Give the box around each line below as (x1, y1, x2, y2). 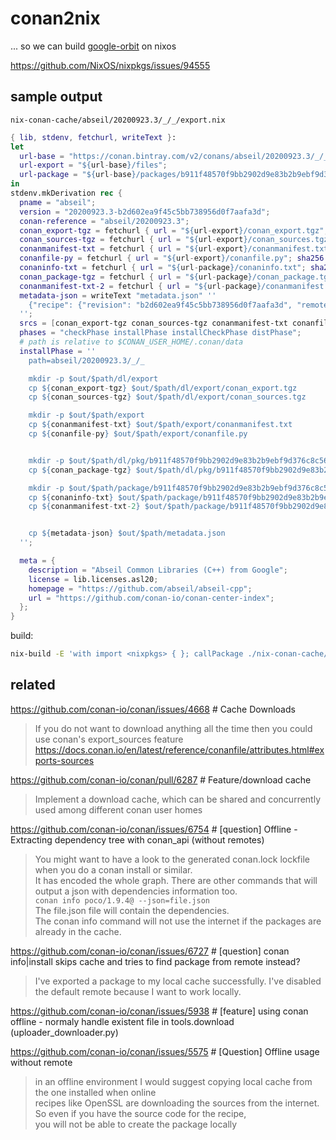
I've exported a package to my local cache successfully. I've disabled (34, 975, 322, 987)
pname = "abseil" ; (19, 197, 97, 207)
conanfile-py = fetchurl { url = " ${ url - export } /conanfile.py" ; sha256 (19, 253, 325, 264)
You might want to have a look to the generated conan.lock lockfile (34, 853, 310, 865)
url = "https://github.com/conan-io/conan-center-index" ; (28, 593, 275, 603)
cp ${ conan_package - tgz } (28, 465, 132, 475)
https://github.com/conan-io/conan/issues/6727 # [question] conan (10, 945, 290, 957)
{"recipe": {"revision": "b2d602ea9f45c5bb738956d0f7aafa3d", (28, 300, 293, 310)
